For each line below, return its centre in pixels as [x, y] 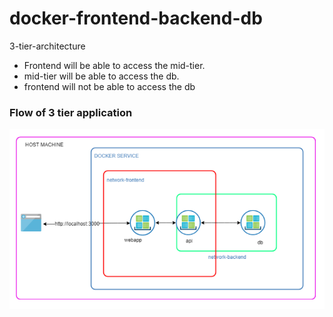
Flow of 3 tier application [71, 112]
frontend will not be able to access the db [109, 86]
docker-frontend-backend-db [136, 18]
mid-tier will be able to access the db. [101, 76]
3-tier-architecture [47, 46]
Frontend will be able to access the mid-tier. [114, 65]
